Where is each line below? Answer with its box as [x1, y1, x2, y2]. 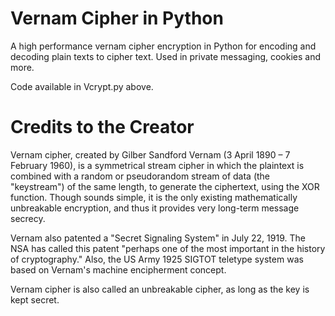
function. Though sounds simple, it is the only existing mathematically [10, 191, 298, 203]
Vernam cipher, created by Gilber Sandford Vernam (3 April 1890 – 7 [10, 148, 291, 161]
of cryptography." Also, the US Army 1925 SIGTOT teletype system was [10, 253, 304, 265]
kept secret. [10, 293, 60, 306]
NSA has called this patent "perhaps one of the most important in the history [10, 242, 326, 254]
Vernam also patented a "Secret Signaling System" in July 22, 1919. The [10, 232, 306, 244]
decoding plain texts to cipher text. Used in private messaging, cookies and [10, 50, 322, 62]
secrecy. [10, 212, 46, 224]
